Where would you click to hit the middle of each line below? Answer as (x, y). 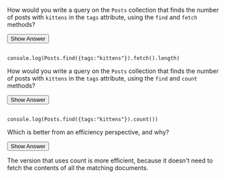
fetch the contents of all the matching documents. (78, 168)
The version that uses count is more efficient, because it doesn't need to (110, 160)
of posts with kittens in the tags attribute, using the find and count (102, 78)
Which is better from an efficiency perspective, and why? (88, 132)
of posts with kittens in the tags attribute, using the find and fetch (102, 17)
